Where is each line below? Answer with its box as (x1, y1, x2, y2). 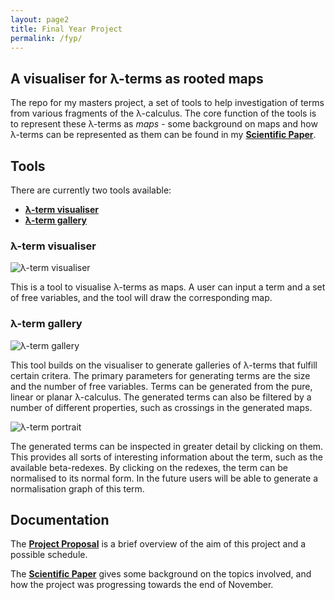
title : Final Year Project (10, 24, 123, 34)
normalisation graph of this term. (10, 482, 145, 495)
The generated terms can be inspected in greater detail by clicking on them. (10, 440, 324, 452)
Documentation (10, 511, 110, 528)
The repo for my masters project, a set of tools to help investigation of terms (10, 97, 325, 109)
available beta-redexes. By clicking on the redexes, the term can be (10, 461, 289, 473)
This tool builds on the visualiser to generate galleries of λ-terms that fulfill (10, 359, 318, 371)
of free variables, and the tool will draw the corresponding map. (10, 292, 273, 304)
